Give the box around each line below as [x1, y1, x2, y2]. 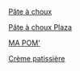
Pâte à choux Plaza [8, 23, 73, 31]
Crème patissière [8, 54, 65, 63]
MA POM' [8, 38, 40, 48]
